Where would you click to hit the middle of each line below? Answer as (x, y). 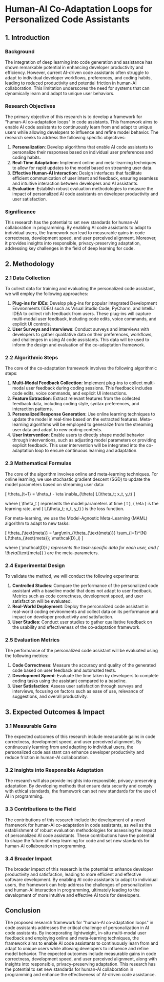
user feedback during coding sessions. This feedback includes (89, 388)
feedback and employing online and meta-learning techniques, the (72, 938)
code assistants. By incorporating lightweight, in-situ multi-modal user (76, 933)
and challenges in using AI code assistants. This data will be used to (81, 340)
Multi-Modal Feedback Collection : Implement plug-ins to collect (77, 383)
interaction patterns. (32, 409)
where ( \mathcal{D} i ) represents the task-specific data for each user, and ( (82, 547)
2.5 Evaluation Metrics (32, 639)
